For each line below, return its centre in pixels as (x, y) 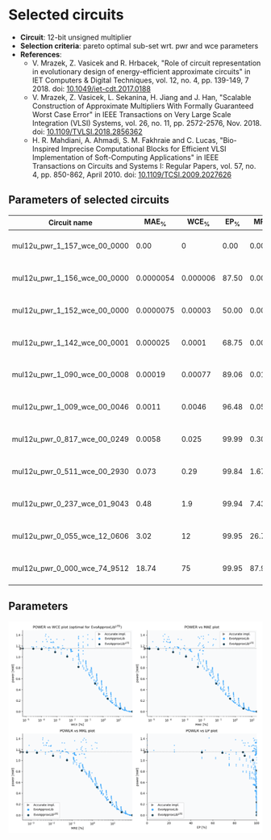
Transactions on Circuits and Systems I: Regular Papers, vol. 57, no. (144, 166)
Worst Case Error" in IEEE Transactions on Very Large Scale (131, 114)
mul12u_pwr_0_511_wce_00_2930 (70, 471)
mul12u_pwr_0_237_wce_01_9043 (70, 503)
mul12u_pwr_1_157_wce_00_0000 (70, 246)
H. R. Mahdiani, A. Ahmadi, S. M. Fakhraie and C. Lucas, (125, 140)
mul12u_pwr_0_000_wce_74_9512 (70, 568)
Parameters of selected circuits (89, 200)
